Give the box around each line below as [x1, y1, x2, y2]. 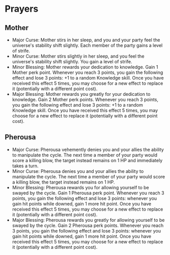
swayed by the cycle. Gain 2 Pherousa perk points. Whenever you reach [12, 222, 164, 228]
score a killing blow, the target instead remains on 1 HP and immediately [12, 157, 163, 163]
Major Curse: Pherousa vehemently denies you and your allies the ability [12, 146, 164, 152]
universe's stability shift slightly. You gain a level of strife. [12, 59, 133, 64]
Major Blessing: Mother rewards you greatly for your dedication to [12, 91, 151, 97]
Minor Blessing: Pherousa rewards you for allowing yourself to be [12, 184, 150, 190]
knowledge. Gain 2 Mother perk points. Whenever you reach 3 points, [12, 96, 159, 103]
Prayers [5, 3, 39, 15]
